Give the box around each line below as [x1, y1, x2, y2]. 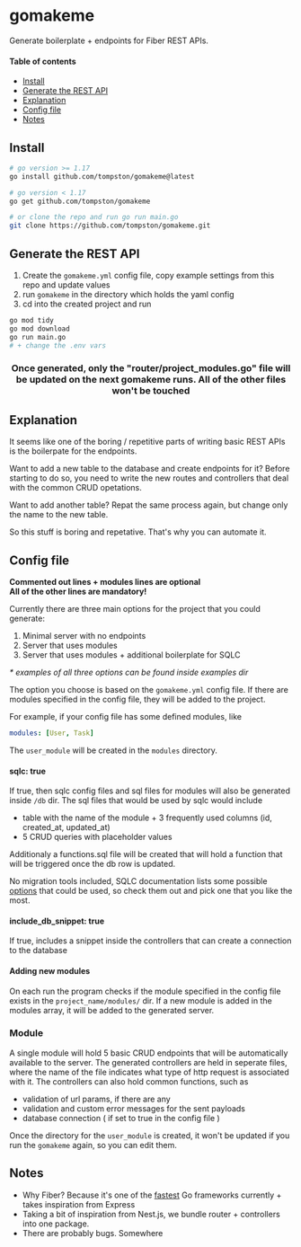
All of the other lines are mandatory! [9, 586, 147, 597]
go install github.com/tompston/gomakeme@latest [9, 172, 195, 181]
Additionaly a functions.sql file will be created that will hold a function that [9, 849, 283, 860]
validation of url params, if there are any [22, 1093, 171, 1104]
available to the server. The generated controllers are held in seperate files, [9, 1057, 288, 1067]
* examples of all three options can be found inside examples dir [9, 667, 249, 678]
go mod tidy [9, 316, 54, 325]
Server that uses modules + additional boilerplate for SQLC [22, 650, 241, 660]
